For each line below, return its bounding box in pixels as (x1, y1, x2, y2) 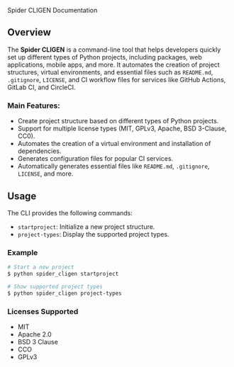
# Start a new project (7, 264, 74, 271)
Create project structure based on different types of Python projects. (17, 117, 219, 125)
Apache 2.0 (17, 330, 52, 339)
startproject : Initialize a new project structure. (17, 222, 155, 231)
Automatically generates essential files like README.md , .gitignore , (17, 162, 210, 171)
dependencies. (17, 147, 62, 155)
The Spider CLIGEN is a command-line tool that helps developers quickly (7, 45, 221, 54)
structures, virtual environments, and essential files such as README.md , (7, 67, 213, 77)
